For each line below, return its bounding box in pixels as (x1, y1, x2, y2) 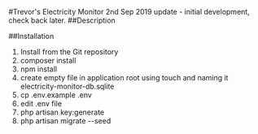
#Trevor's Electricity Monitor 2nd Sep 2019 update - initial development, (8, 7, 250, 16)
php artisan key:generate (20, 107, 105, 117)
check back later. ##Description (8, 15, 116, 25)
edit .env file (20, 99, 63, 108)
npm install (20, 64, 58, 74)
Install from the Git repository (20, 47, 119, 56)
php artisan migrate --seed (20, 116, 112, 125)
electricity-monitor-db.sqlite (20, 81, 115, 91)
